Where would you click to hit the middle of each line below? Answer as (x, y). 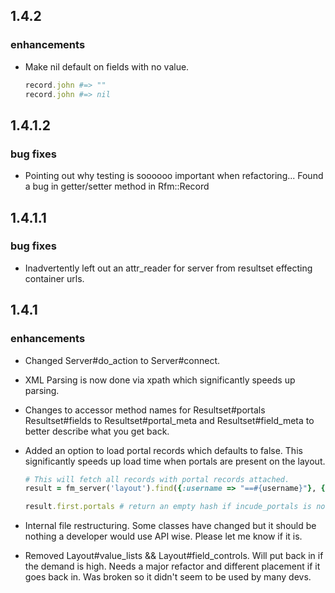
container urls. (54, 278)
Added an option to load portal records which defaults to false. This (163, 450)
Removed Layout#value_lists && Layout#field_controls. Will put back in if (174, 556)
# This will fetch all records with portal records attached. (157, 479)
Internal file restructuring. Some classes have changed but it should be (170, 526)
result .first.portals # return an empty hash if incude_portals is (168, 507)
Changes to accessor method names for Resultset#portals (145, 410)
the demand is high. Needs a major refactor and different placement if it (172, 566)
